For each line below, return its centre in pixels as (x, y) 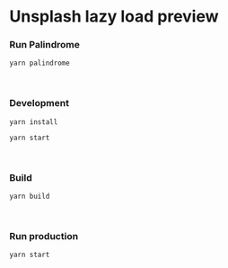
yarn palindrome (39, 63)
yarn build (30, 197)
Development (39, 103)
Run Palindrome (45, 45)
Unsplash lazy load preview (114, 17)
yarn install (34, 122)
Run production (44, 236)
